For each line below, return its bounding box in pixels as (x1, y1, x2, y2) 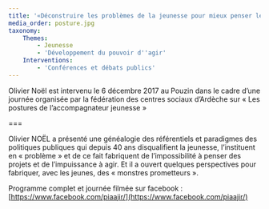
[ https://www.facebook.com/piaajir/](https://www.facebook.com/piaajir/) (8, 191, 248, 201)
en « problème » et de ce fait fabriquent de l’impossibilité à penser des (8, 151, 242, 160)
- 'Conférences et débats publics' (37, 64, 156, 72)
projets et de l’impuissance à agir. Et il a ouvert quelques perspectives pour (8, 159, 256, 169)
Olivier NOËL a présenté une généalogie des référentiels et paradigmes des (8, 134, 258, 143)
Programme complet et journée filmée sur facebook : (8, 183, 183, 193)
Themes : (22, 34, 48, 42)
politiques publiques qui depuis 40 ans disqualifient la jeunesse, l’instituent (8, 142, 256, 152)
